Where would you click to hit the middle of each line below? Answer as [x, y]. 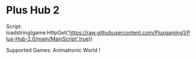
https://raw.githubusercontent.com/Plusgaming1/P [130, 32]
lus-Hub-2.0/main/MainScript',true [47, 39]
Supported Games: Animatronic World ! [53, 50]
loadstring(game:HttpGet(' [38, 32]
